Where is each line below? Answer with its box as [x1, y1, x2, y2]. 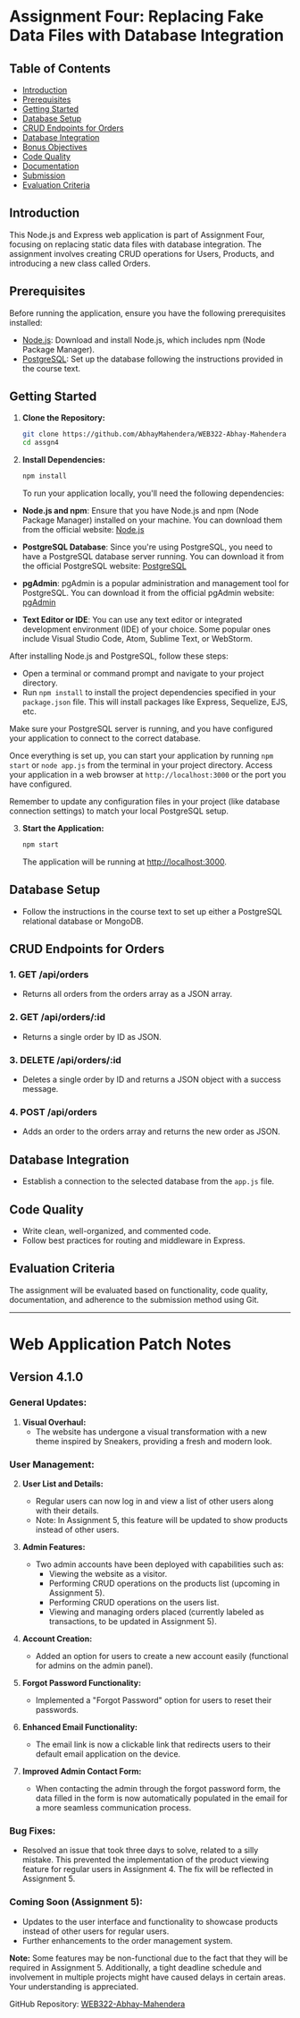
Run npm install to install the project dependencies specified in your [21, 687, 277, 698]
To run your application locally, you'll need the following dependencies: [21, 488, 285, 498]
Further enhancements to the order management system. [21, 1935, 233, 1946]
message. [21, 1084, 59, 1094]
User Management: [9, 1458, 96, 1470]
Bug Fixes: [9, 1824, 56, 1836]
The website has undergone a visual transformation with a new [35, 1426, 268, 1437]
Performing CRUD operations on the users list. [48, 1597, 220, 1607]
